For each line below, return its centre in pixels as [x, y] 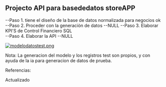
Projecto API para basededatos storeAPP [70, 8]
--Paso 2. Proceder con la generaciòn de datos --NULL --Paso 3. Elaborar [82, 25]
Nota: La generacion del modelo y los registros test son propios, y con [78, 55]
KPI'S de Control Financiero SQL [39, 31]
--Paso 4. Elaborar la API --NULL [39, 36]
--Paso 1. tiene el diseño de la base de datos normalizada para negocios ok [83, 20]
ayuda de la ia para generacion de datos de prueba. [58, 60]
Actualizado [18, 80]
